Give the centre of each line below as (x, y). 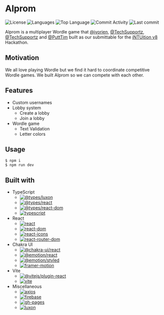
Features (19, 91)
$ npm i (13, 161)
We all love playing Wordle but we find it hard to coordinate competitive (78, 70)
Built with (20, 180)
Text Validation (35, 128)
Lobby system (27, 108)
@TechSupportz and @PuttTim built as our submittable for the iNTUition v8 (81, 37)
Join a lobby (32, 118)
